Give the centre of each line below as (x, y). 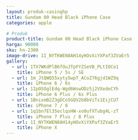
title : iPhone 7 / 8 (42, 105)
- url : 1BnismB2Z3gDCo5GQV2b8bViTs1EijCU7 (65, 100)
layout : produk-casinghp (37, 12)
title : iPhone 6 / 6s (44, 83)
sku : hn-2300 (22, 50)
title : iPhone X (37, 128)
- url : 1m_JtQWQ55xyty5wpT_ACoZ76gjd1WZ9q (65, 78)
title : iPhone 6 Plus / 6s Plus (57, 95)
